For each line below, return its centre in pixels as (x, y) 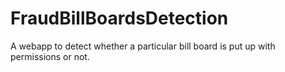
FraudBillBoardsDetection (119, 18)
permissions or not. (50, 56)
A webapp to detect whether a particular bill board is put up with (143, 46)
